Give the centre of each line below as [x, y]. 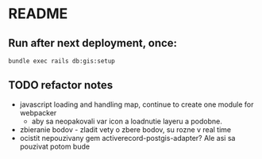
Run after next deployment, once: [92, 43]
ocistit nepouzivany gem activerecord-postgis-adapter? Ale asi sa [127, 138]
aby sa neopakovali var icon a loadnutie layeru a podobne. [127, 121]
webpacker [38, 112]
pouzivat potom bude [54, 146]
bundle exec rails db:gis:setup [62, 61]
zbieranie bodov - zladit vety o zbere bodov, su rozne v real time [125, 129]
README [38, 14]
